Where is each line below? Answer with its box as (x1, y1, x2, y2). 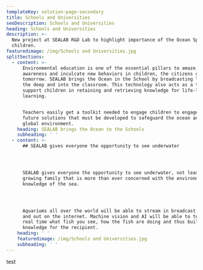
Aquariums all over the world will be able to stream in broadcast (22, 208, 196, 214)
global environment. (22, 120, 74, 127)
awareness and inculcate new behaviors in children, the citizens (22, 71, 193, 77)
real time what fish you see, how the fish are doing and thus (22, 219, 185, 225)
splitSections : (6, 54, 45, 60)
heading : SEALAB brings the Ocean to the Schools (17, 126, 145, 132)
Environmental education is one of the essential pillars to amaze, (22, 65, 199, 71)
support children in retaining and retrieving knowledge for (22, 88, 180, 94)
